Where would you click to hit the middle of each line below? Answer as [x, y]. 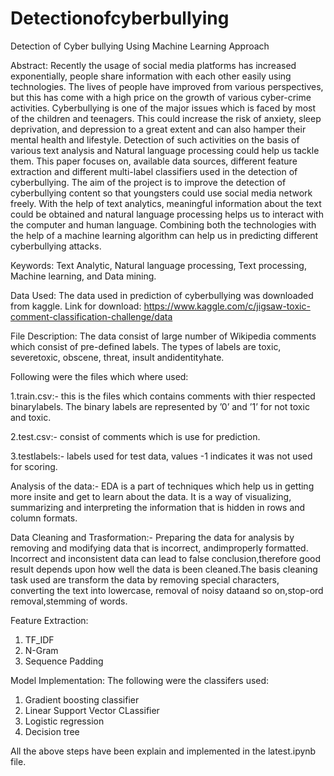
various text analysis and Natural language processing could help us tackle [165, 150]
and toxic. [31, 417]
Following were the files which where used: [99, 376]
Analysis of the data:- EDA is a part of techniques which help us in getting [162, 486]
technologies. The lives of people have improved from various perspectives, [167, 86]
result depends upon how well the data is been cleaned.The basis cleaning [164, 569]
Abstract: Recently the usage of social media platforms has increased [153, 65]
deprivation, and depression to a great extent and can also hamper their [158, 129]
